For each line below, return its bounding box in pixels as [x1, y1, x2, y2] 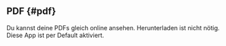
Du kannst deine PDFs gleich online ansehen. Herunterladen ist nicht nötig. [6, 23, 220, 32]
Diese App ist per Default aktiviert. [6, 31, 104, 39]
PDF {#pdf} [6, 5, 57, 17]
